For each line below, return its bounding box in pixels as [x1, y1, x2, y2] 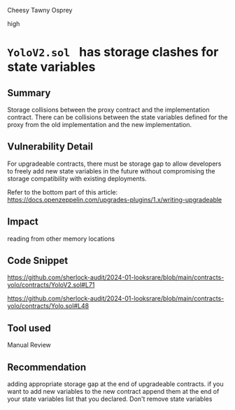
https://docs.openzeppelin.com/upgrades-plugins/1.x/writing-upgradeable [7, 195, 222, 204]
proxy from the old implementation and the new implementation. [7, 121, 192, 128]
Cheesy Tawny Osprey [7, 6, 73, 14]
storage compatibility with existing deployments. [7, 174, 147, 183]
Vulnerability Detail [7, 140, 93, 153]
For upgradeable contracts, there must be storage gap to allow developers [7, 159, 222, 168]
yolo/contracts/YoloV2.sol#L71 [7, 281, 95, 289]
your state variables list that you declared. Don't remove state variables [7, 395, 213, 403]
